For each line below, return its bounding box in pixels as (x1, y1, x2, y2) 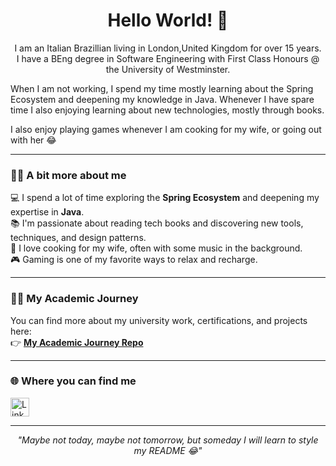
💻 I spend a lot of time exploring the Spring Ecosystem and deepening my (10, 192, 320, 204)
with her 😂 (10, 134, 57, 146)
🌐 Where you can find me (10, 374, 137, 388)
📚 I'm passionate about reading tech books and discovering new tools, (10, 217, 304, 229)
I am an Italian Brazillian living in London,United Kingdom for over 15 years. (14, 42, 322, 54)
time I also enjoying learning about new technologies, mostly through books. (10, 104, 325, 116)
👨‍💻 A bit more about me (10, 168, 127, 182)
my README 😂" (133, 444, 203, 456)
